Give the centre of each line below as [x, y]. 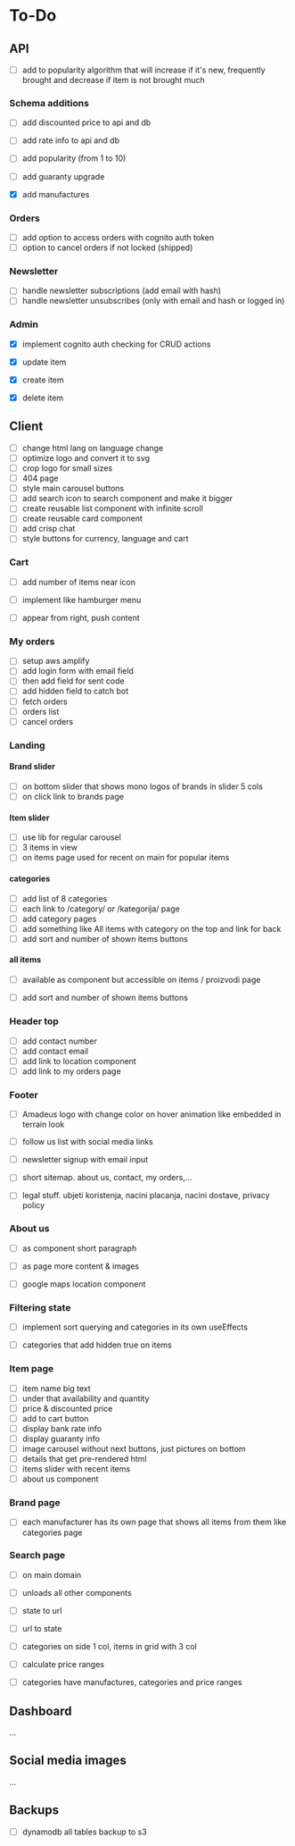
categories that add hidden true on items [97, 1345]
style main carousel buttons [73, 489]
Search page [37, 1556]
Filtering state [40, 1307]
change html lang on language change [93, 448]
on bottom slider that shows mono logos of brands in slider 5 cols [142, 786]
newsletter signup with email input [85, 1160]
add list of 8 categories [65, 898]
